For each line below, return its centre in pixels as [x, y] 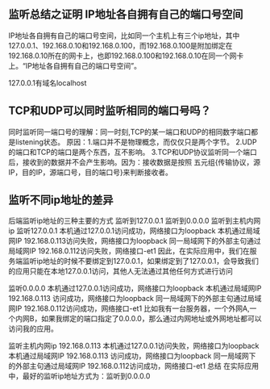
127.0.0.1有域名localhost [48, 82]
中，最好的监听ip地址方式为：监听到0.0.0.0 [79, 376]
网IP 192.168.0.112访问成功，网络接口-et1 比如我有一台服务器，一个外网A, [129, 308]
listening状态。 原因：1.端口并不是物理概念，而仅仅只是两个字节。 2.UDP [136, 142]
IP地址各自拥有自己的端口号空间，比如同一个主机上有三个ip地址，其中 [124, 36]
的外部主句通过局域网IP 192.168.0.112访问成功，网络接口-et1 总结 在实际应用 [134, 366]
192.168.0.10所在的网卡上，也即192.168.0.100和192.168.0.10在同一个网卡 [126, 56]
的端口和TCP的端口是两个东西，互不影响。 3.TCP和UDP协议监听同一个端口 [133, 152]
